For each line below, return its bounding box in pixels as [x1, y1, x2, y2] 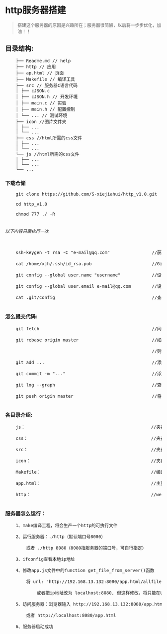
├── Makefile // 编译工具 [15, 76, 76, 82]
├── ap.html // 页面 [15, 70, 64, 75]
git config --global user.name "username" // [15, 272, 158, 278]
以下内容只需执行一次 [5, 228, 49, 234]
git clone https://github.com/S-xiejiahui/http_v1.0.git [15, 191, 158, 197]
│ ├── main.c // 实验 [15, 100, 67, 105]
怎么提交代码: [5, 313, 38, 320]
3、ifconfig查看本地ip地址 [15, 557, 76, 562]
